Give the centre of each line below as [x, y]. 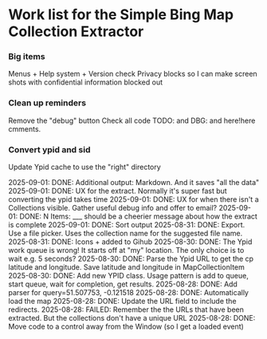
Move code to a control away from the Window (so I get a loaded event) [126, 327]
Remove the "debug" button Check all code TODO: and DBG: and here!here [132, 120]
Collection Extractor [76, 32]
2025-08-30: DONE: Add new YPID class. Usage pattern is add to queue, [128, 276]
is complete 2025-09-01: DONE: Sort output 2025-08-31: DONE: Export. [127, 225]
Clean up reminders [47, 103]
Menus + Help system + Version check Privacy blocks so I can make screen [133, 74]
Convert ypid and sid [49, 149]
